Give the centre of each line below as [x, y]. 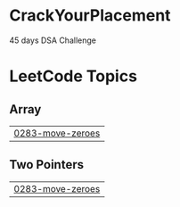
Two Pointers [47, 165]
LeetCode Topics [74, 76]
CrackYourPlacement [90, 16]
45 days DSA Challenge [53, 40]
